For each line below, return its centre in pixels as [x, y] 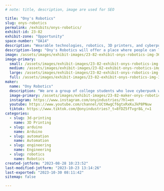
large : [16, 73]
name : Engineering [32, 150]
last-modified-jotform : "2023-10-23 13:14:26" [53, 168]
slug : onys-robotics [26, 23]
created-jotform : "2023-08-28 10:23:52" [47, 163]
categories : [17, 114]
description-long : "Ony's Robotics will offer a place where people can [81, 50]
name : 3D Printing [32, 122]
